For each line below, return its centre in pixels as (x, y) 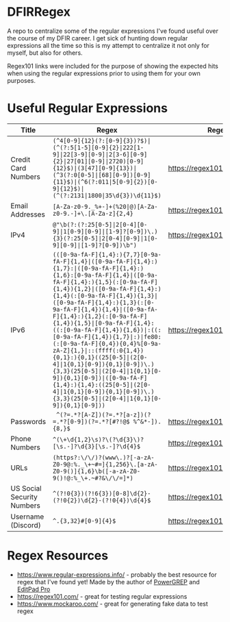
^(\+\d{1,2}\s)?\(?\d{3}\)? (98, 439)
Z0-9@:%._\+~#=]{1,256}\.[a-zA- (105, 464)
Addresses (28, 214)
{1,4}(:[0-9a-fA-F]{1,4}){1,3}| (105, 296)
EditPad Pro (34, 589)
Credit (21, 160)
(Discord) (26, 525)
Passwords (28, 421)
